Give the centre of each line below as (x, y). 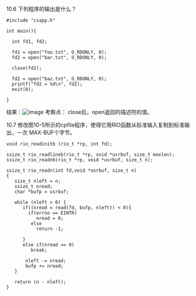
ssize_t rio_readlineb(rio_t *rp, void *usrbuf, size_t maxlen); (90, 155)
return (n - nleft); (40, 282)
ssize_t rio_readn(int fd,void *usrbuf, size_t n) (72, 170)
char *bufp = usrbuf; (42, 192)
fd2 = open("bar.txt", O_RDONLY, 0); (59, 58)
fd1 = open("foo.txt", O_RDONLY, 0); (59, 52)
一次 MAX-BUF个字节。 (46, 133)
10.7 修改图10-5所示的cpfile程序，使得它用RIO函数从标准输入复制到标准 (96, 125)
